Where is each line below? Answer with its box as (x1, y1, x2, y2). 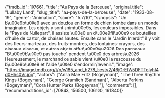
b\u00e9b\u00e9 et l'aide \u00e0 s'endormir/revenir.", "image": (5, 61, 134, 67)
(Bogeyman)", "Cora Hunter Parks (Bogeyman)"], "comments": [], (5, 82, 138, 88)
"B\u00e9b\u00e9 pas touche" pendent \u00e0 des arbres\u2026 (5, 51, 139, 57)
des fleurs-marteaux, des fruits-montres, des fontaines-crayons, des (5, 41, 145, 46)
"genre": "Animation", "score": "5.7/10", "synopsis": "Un (13, 15, 127, 20)
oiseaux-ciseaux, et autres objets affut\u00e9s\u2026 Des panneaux (5, 46, 145, 51)
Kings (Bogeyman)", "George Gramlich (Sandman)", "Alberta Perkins (5, 77, 144, 83)
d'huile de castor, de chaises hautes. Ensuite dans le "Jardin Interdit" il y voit (5, 35, 160, 41)
